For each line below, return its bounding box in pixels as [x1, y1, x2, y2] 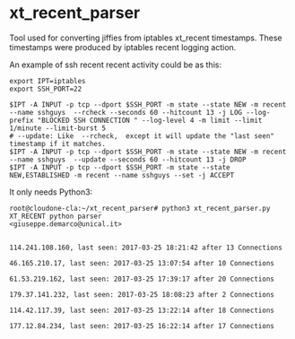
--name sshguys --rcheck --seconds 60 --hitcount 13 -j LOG [9, 108, 243, 117]
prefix [9, 116, 34, 125]
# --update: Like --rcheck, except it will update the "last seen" [9, 131, 275, 141]
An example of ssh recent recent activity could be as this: [9, 59, 222, 70]
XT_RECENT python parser [9, 212, 102, 221]
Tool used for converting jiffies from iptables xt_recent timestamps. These [9, 32, 282, 43]
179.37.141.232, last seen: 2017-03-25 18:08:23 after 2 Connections [9, 290, 275, 299]
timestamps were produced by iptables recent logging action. [9, 41, 237, 52]
